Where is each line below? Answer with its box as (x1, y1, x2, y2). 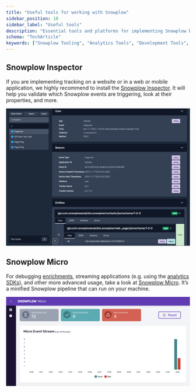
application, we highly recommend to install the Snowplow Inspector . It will (6, 84, 185, 91)
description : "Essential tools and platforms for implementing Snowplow (6, 28, 187, 34)
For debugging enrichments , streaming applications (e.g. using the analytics (6, 272, 190, 280)
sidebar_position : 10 (6, 15, 59, 22)
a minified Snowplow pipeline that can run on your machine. (6, 285, 150, 292)
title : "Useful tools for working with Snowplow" (6, 9, 129, 15)
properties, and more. (6, 96, 58, 103)
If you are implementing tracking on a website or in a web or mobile (6, 78, 168, 85)
